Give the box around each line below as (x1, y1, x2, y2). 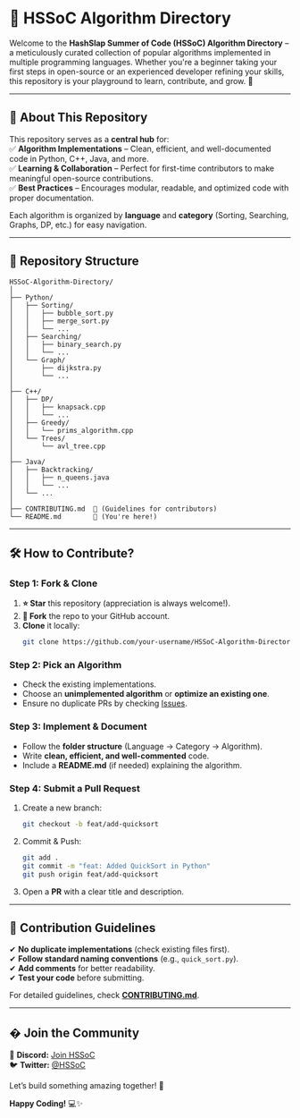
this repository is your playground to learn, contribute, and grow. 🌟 (9, 75, 254, 86)
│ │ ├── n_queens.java (9, 473, 110, 482)
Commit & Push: (21, 835, 82, 846)
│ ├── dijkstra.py (9, 363, 102, 372)
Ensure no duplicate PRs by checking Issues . (21, 698, 187, 709)
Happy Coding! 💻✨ (9, 1098, 83, 1109)
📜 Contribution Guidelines (9, 920, 156, 936)
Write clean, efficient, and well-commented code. (21, 750, 210, 761)
